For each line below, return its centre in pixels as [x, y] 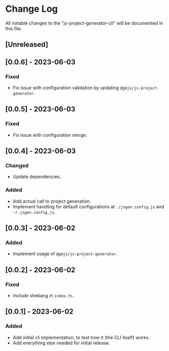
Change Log [31, 9]
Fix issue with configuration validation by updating [66, 88]
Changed [17, 166]
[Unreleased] [27, 45]
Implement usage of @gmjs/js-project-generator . [65, 254]
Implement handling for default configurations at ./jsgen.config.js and [88, 206]
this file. [14, 28]
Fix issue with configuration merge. [50, 135]
